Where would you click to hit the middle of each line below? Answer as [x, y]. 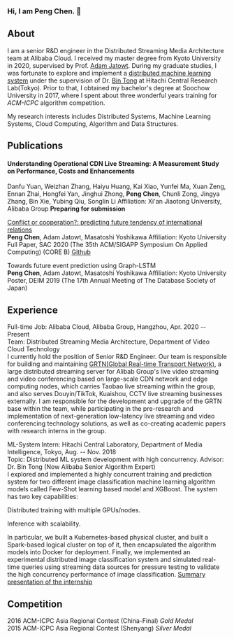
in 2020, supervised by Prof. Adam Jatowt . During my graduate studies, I [112, 65]
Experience [32, 310]
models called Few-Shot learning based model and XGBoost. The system [112, 489]
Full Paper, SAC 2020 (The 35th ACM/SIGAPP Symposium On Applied [107, 245]
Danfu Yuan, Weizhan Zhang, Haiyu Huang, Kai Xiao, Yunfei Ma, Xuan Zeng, [117, 187]
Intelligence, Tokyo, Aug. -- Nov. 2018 [62, 452]
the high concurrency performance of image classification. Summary [107, 575]
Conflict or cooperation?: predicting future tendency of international [105, 223]
